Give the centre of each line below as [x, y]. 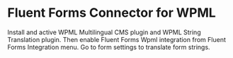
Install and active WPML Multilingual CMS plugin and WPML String [104, 32]
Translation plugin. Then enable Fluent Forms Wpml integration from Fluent [117, 39]
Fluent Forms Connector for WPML [112, 13]
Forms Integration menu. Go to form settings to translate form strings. [109, 47]
